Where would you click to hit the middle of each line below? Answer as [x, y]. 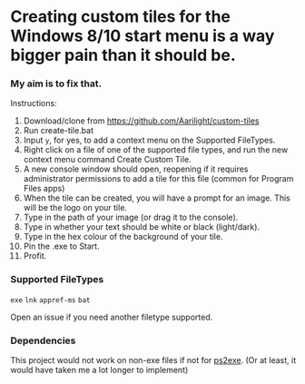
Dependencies [43, 340]
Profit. [35, 256]
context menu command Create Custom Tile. [107, 160]
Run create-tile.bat [59, 131]
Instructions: [34, 103]
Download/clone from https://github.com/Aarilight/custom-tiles [141, 121]
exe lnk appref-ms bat [50, 300]
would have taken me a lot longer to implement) [99, 370]
